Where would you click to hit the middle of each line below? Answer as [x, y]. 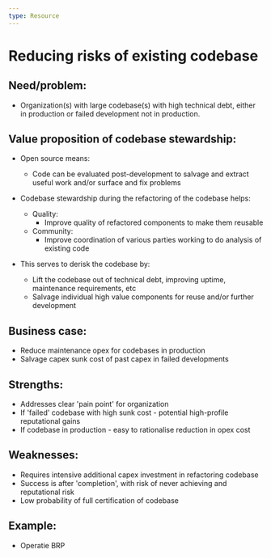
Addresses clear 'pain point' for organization [94, 404]
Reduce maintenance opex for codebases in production [113, 351]
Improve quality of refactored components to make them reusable [154, 222]
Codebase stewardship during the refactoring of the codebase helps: [135, 198]
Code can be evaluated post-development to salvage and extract [140, 174]
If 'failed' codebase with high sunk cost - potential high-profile [124, 412]
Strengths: [36, 385]
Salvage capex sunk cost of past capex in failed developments [124, 359]
